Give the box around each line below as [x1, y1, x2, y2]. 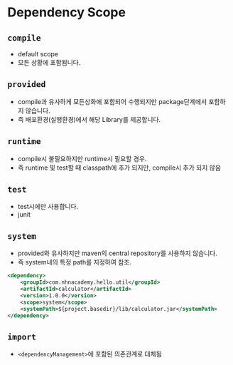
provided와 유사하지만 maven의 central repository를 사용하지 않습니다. [17, 249, 218, 257]
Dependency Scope [7, 4, 126, 21]
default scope [17, 50, 59, 58]
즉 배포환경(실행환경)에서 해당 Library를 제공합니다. [17, 115, 161, 123]
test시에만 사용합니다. [17, 202, 79, 211]
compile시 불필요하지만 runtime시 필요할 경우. [17, 154, 147, 163]
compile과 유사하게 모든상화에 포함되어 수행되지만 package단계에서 [17, 97, 207, 106]
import [7, 331, 37, 342]
